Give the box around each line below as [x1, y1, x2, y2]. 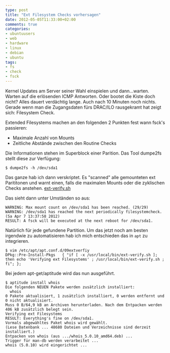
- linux [5, 45, 22, 51]
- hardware [5, 41, 28, 46]
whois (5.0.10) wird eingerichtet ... [5, 342, 87, 347]
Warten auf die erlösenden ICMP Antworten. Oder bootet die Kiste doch [5, 93, 156, 99]
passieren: [5, 124, 27, 131]
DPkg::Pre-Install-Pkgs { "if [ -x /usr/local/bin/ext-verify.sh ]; [5, 252, 158, 258]
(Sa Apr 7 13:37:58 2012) [5, 214, 60, 219]
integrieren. [5, 238, 29, 244]
